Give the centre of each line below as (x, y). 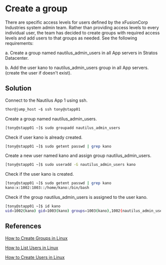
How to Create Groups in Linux (36, 238)
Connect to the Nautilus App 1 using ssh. (46, 100)
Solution (18, 89)
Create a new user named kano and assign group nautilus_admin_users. (78, 155)
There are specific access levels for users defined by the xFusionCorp (77, 22)
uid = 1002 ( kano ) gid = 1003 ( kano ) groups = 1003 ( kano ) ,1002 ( (64, 211)
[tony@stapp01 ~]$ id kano (33, 206)
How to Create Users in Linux (35, 257)
